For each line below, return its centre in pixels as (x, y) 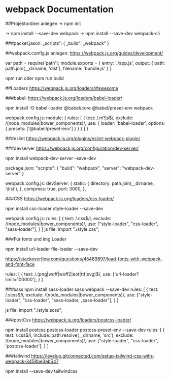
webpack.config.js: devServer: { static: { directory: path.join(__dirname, (80, 183)
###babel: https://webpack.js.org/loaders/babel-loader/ (64, 98)
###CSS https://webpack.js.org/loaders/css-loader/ (60, 198)
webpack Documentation (60, 9)
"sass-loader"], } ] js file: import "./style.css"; (53, 229)
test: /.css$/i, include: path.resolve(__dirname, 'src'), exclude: (70, 335)
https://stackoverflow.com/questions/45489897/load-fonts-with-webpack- (84, 259)
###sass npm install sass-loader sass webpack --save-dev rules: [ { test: (82, 289)
